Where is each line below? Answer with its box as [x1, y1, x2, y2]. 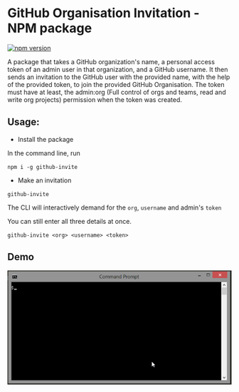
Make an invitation [17, 176, 72, 185]
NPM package [7, 20, 92, 36]
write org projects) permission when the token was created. [7, 95, 183, 104]
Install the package [17, 135, 74, 143]
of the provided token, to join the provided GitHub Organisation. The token [7, 80, 225, 88]
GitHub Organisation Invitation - [7, 5, 200, 21]
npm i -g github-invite [7, 163, 78, 170]
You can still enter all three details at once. [7, 217, 132, 225]
